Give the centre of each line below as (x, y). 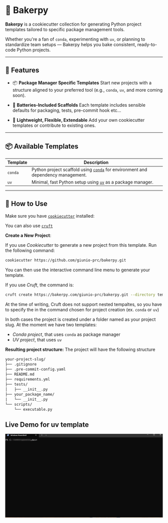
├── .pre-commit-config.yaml (35, 369)
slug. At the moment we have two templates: (51, 324)
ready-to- (147, 44)
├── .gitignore (21, 364)
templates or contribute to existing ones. (54, 125)
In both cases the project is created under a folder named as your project (80, 319)
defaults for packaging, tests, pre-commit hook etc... (67, 110)
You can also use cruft (29, 226)
